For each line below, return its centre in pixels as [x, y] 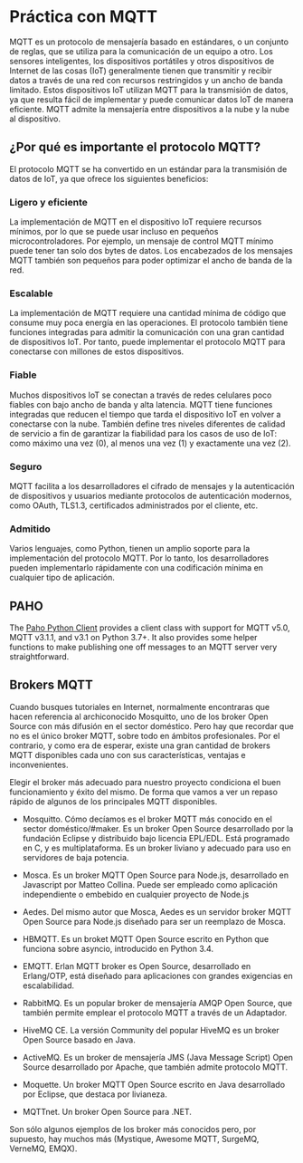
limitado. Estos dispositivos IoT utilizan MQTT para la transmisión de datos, [149, 90]
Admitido [30, 529]
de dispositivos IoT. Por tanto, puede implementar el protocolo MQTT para [147, 342]
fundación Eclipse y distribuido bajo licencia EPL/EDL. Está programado [156, 838]
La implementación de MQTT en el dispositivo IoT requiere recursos [136, 222]
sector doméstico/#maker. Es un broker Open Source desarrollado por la [158, 828]
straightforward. [39, 657]
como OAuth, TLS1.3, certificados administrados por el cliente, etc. [134, 505]
